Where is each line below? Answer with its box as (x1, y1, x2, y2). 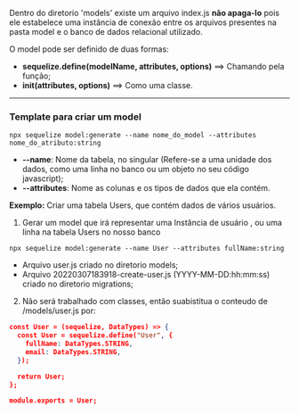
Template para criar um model (9, 111, 142, 123)
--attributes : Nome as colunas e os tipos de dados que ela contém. (21, 183, 271, 194)
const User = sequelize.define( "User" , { (17, 331, 174, 340)
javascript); (21, 173, 64, 184)
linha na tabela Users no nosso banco (21, 227, 161, 237)
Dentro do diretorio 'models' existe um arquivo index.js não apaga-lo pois (9, 8, 280, 18)
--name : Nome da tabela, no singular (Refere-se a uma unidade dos (21, 154, 272, 165)
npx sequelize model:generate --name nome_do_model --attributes (9, 131, 256, 140)
